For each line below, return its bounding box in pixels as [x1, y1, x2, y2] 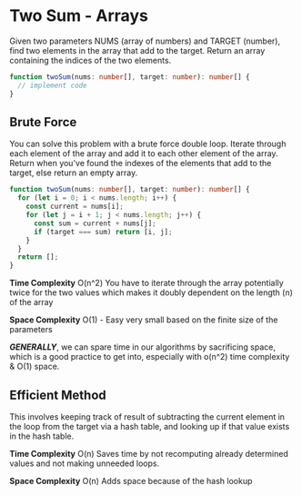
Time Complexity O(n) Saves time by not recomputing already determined [9, 448, 289, 459]
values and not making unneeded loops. [9, 458, 160, 469]
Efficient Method [9, 387, 106, 402]
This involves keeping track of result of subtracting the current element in [9, 411, 285, 422]
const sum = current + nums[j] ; [33, 219, 156, 228]
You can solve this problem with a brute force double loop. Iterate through [9, 138, 287, 150]
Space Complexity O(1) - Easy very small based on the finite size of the [9, 314, 278, 325]
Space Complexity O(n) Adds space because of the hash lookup [9, 475, 253, 486]
